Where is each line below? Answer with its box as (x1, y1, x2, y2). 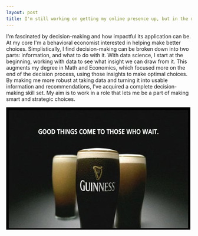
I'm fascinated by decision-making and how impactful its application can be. (6, 32, 192, 40)
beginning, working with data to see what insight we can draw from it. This (6, 58, 187, 65)
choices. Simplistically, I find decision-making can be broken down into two (6, 45, 189, 53)
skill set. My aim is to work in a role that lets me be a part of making (25, 89, 189, 96)
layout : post (6, 9, 38, 15)
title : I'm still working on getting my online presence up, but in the (6, 15, 189, 22)
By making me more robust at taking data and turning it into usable (6, 77, 168, 84)
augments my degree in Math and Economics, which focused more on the (6, 64, 186, 71)
